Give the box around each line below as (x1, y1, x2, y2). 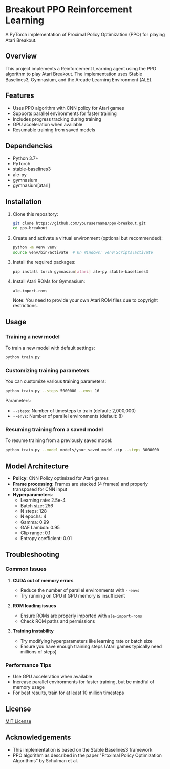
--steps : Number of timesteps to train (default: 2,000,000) (12, 408, 136, 414)
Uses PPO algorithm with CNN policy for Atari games (12, 105, 124, 111)
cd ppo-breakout (12, 226, 48, 231)
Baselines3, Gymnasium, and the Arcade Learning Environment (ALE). (5, 76, 153, 83)
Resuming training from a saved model (5, 426, 103, 433)
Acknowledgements (5, 733, 71, 742)
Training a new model (5, 333, 60, 340)
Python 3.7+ (12, 155, 39, 161)
